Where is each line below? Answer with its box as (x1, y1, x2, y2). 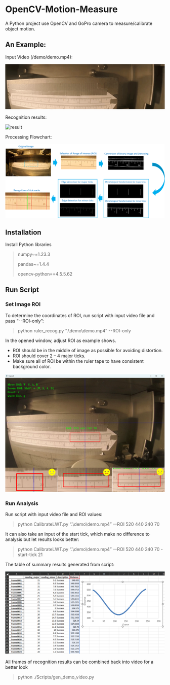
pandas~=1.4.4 (17, 261, 50, 267)
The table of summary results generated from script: (5, 562, 115, 568)
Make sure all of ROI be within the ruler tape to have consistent (12, 358, 144, 364)
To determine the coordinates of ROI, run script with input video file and (5, 312, 155, 318)
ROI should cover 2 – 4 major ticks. (12, 353, 86, 359)
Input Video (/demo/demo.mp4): (5, 54, 73, 60)
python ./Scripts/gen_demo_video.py (17, 674, 95, 680)
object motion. (5, 25, 35, 31)
